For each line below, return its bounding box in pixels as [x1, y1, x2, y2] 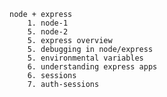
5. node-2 [27, 27, 69, 37]
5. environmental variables [27, 53, 144, 63]
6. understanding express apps [27, 62, 158, 72]
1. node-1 [27, 18, 69, 28]
